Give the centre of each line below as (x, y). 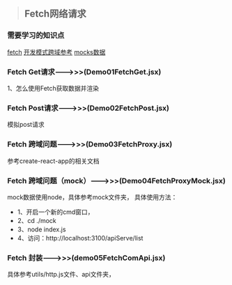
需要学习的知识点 (36, 36)
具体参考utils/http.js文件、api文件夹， (61, 275)
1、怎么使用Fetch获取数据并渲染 (53, 88)
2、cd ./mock (37, 220)
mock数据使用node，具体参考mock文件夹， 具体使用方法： (92, 197)
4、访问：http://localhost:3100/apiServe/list (80, 238)
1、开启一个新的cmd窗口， (55, 212)
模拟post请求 (26, 125)
